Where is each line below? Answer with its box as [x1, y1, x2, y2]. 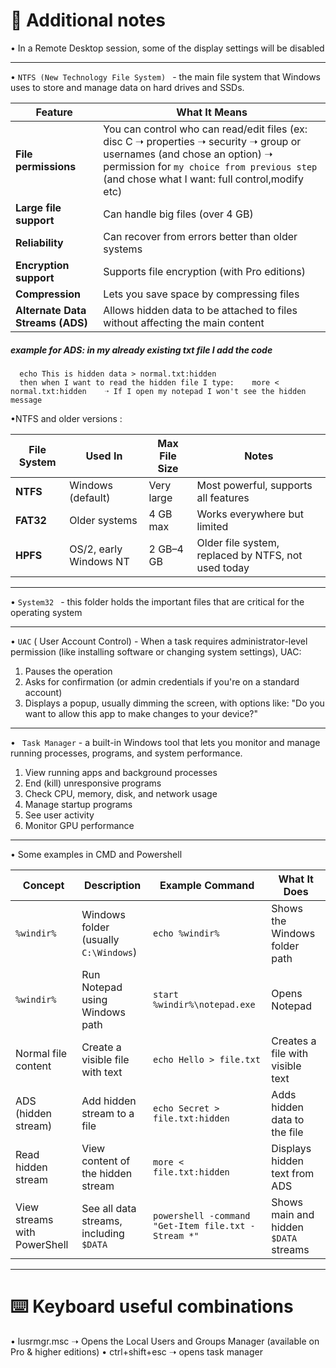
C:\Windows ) [81, 945, 138, 959]
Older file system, [196, 535, 280, 549]
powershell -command [153, 1210, 251, 1221]
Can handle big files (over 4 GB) [103, 207, 254, 221]
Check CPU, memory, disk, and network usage [24, 787, 218, 799]
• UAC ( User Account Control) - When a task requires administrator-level [10, 635, 308, 647]
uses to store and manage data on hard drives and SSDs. [10, 81, 245, 93]
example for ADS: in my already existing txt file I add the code [10, 344, 273, 356]
